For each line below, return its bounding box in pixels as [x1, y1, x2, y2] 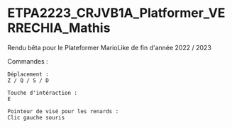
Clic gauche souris [7, 114, 65, 121]
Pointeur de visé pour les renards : [7, 107, 119, 115]
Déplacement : [7, 71, 50, 78]
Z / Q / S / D [7, 76, 50, 84]
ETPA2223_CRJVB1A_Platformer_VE [7, 5, 226, 21]
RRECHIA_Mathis [7, 20, 111, 36]
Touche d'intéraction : [7, 89, 78, 96]
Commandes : [7, 57, 48, 65]
